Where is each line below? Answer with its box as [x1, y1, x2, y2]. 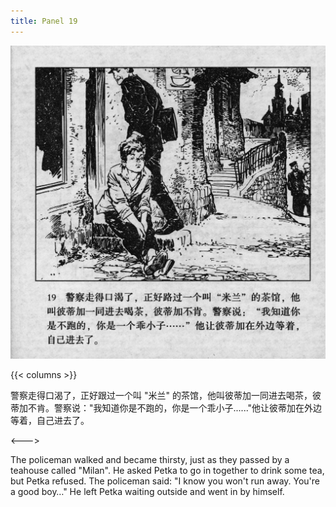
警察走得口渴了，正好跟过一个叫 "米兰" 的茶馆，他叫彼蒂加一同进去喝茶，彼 [10, 390, 322, 402]
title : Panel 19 [10, 16, 78, 26]
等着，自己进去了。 [10, 415, 90, 427]
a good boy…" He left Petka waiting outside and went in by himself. [10, 486, 285, 498]
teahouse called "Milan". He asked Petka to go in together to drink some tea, [10, 465, 325, 477]
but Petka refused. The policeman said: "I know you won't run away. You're [10, 475, 321, 487]
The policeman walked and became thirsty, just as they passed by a [10, 454, 290, 466]
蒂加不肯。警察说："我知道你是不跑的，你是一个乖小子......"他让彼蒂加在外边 [10, 402, 323, 414]
